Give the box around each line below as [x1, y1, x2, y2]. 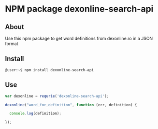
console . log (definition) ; [9, 111, 62, 116]
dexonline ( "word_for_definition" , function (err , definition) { [5, 102, 137, 107]
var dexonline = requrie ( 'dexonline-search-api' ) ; [5, 94, 109, 98]
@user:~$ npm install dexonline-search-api [5, 67, 94, 72]
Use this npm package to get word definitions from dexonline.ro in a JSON [5, 35, 153, 41]
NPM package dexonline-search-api [5, 3, 154, 15]
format [5, 41, 18, 47]
